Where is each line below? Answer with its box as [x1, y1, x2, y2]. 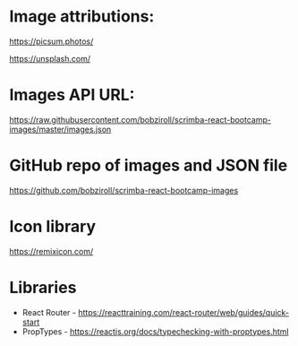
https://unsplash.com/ [9, 53, 91, 64]
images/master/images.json [9, 124, 112, 134]
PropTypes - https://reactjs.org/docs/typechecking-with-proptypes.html [21, 325, 289, 337]
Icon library [9, 217, 97, 237]
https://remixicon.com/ [9, 246, 94, 256]
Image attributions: [9, 6, 155, 27]
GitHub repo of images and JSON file [9, 155, 288, 176]
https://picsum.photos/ [9, 36, 94, 47]
